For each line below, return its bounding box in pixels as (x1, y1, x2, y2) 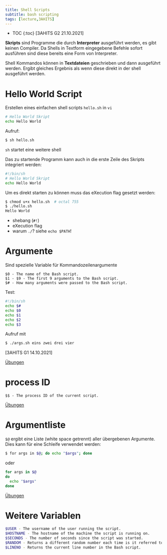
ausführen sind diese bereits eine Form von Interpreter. (5, 50, 118, 56)
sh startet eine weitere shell (5, 147, 61, 153)
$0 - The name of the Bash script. (5, 272, 79, 277)
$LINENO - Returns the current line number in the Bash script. (5, 545, 141, 550)
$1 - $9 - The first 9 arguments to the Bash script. (5, 276, 119, 281)
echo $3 (5, 322, 21, 327)
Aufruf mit (5, 331, 26, 337)
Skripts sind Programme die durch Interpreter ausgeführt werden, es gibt (5, 40, 157, 46)
